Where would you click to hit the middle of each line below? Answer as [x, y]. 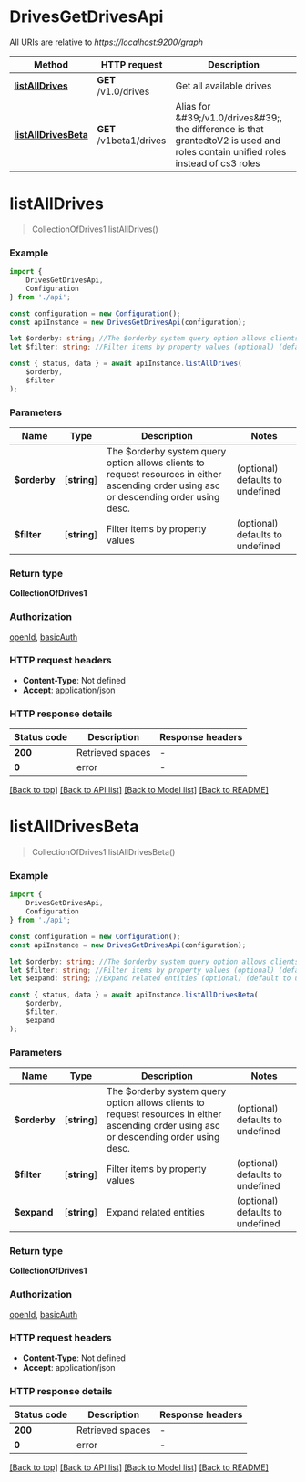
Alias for [193, 106]
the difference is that [219, 129]
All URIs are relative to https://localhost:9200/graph [106, 42]
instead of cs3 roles [218, 163]
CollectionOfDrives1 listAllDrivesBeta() [103, 852]
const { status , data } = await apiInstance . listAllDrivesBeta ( [134, 995]
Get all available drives [224, 86]
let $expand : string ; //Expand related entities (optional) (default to [150, 978]
